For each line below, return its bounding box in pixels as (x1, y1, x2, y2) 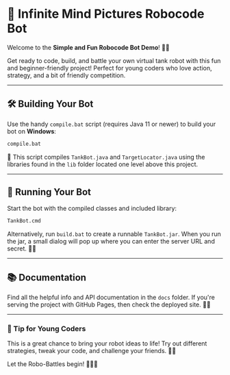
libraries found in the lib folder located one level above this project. (7, 160, 199, 168)
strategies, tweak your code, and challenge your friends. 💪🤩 (7, 347, 177, 355)
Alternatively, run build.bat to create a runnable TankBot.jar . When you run (7, 230, 221, 238)
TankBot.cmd (7, 218, 41, 224)
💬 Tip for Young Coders (7, 324, 86, 334)
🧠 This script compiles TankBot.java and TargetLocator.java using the (7, 153, 205, 161)
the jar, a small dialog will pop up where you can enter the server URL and (7, 237, 216, 246)
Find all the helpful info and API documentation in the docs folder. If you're (7, 294, 216, 302)
